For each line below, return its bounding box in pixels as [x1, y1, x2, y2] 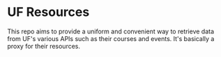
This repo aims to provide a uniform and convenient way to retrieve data [7, 27, 215, 35]
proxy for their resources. [7, 42, 81, 50]
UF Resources [7, 4, 90, 20]
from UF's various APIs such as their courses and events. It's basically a [7, 34, 215, 42]
